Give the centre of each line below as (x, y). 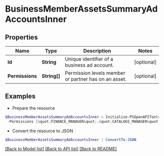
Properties (21, 37)
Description (97, 51)
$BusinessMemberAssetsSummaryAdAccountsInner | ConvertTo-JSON (71, 139)
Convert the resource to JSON (42, 131)
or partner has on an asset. (96, 79)
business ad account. (90, 65)
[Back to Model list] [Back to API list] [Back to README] (61, 149)
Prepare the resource (33, 108)
